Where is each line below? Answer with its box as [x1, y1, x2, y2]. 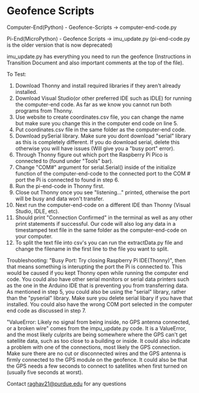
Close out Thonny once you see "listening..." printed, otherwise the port [15, 189, 191, 196]
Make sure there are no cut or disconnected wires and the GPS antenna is [6, 350, 187, 357]
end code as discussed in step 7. [6, 307, 86, 314]
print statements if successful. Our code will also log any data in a [15, 220, 176, 227]
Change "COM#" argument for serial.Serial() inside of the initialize [15, 164, 176, 171]
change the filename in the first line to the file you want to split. [15, 245, 169, 252]
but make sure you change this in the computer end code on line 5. [15, 119, 179, 126]
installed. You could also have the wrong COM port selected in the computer [6, 300, 193, 308]
